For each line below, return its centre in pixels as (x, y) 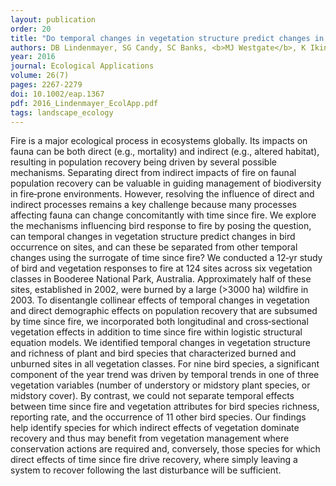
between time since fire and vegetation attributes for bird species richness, (165, 407)
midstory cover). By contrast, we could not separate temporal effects (152, 396)
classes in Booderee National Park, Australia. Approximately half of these (161, 279)
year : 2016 (33, 57)
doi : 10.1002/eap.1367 (57, 94)
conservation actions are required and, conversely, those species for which (165, 449)
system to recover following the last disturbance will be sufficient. (146, 470)
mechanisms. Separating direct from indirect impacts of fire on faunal (153, 173)
